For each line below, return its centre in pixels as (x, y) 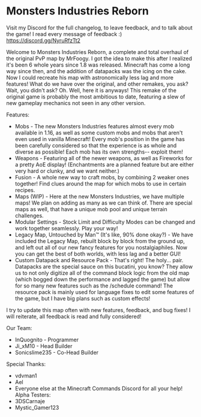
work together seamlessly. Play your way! (66, 228)
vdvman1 (26, 376)
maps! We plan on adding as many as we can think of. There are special (104, 203)
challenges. (29, 215)
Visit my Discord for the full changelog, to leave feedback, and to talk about (100, 28)
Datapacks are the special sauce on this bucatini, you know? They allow (104, 266)
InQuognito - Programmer (47, 340)
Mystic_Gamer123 (37, 407)
